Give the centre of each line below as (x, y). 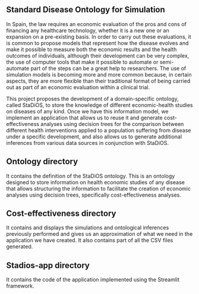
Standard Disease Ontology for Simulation (86, 10)
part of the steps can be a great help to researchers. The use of (108, 68)
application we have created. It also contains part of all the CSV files (90, 241)
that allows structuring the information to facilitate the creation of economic (99, 188)
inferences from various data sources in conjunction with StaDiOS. (88, 143)
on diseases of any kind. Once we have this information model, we (87, 111)
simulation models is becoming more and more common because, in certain (99, 74)
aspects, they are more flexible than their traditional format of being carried (98, 81)
